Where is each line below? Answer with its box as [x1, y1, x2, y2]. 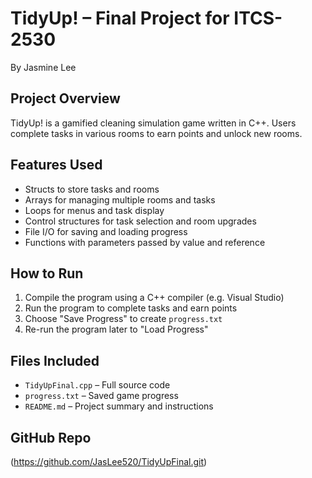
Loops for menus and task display [24, 204, 165, 216]
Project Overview [10, 90, 121, 107]
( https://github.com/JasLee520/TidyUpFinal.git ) [10, 456, 208, 467]
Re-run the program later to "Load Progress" [24, 323, 209, 336]
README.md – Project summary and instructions [24, 400, 214, 412]
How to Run [10, 265, 84, 282]
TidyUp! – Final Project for [10, 7, 230, 30]
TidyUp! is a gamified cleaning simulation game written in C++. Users [10, 117, 297, 129]
